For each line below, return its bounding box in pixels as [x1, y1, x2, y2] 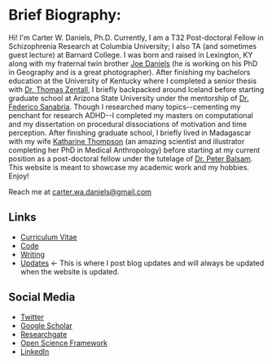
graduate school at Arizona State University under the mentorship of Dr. [8, 93, 250, 103]
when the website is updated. [20, 266, 120, 276]
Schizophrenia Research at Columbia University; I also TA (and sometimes [8, 41, 257, 50]
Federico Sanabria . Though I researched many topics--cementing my [8, 102, 241, 112]
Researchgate [20, 329, 68, 339]
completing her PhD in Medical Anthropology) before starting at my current [8, 145, 261, 155]
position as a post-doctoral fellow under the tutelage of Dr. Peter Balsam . [8, 153, 253, 164]
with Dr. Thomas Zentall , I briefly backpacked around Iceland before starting [8, 84, 265, 94]
